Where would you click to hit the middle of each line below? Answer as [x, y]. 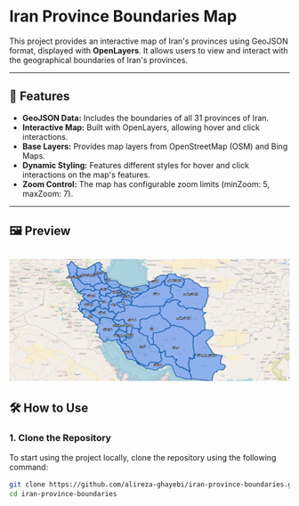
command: [29, 467]
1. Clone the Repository [60, 438]
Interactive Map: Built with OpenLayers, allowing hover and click [141, 127]
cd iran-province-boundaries [63, 494]
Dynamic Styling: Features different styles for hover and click [135, 165]
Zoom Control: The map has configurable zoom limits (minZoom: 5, [145, 184]
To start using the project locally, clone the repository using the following [143, 457]
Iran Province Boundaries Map [123, 16]
